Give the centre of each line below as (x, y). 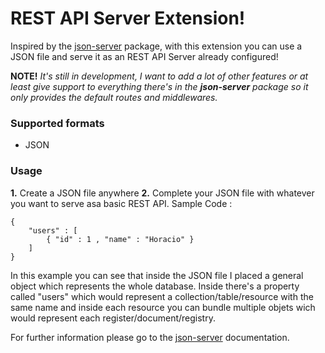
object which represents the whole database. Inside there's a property (155, 286)
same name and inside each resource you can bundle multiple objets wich (163, 307)
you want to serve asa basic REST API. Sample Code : (121, 203)
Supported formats (57, 123)
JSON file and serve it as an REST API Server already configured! (144, 56)
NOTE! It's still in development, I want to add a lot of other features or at (159, 76)
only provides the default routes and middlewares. (114, 97)
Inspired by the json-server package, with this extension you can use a (156, 46)
